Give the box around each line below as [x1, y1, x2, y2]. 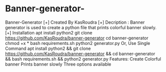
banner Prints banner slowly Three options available [5, 61, 111, 67]
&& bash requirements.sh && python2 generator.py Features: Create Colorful [5, 56, 161, 62]
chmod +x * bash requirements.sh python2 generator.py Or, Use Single [5, 40, 150, 46]
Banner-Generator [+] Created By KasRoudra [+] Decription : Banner [5, 19, 145, 25]
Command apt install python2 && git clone [5, 45, 91, 51]
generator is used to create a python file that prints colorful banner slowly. [5, 24, 157, 30]
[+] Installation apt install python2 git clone [5, 30, 93, 36]
